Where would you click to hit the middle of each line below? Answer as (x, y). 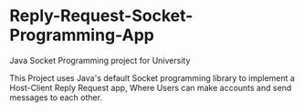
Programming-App (82, 35)
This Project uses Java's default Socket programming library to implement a (152, 77)
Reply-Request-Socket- (101, 16)
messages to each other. (56, 97)
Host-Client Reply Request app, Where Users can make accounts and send (151, 87)
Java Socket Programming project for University (100, 60)
